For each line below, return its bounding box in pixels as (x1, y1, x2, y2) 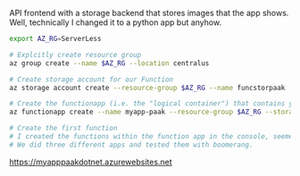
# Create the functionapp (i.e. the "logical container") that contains (9, 99, 286, 108)
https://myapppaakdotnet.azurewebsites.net (9, 156, 172, 167)
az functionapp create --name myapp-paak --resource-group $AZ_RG (9, 107, 262, 117)
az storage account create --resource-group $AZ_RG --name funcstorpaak (9, 83, 286, 92)
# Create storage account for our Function (9, 75, 174, 84)
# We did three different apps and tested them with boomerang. (9, 140, 254, 149)
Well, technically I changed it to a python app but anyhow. (9, 17, 221, 28)
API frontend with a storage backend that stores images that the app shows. (9, 8, 289, 18)
